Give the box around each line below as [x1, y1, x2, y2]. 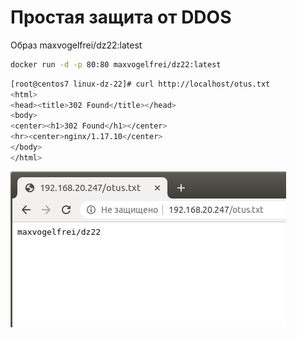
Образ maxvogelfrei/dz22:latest [10, 39, 143, 51]
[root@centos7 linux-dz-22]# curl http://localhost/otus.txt [10, 79, 271, 89]
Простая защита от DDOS [10, 6, 232, 29]
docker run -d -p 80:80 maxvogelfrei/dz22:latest [10, 59, 222, 70]
